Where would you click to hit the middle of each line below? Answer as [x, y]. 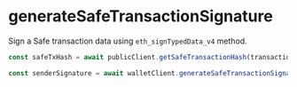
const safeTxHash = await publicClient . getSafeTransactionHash [128, 57]
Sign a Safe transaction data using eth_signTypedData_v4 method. [128, 41]
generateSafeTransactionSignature [141, 16]
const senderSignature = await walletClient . [94, 73]
